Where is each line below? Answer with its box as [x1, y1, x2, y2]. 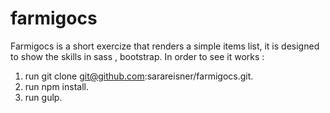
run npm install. [24, 80, 89, 92]
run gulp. [24, 91, 63, 103]
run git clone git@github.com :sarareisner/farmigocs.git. [24, 70, 254, 82]
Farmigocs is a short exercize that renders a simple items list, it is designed [10, 40, 320, 52]
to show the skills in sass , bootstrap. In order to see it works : [10, 50, 265, 62]
